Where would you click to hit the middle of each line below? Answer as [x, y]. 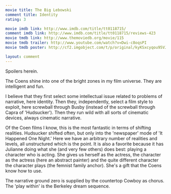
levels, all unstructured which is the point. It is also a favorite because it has [84, 144]
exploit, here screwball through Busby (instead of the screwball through [80, 107]
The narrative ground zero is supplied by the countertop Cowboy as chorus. [85, 180]
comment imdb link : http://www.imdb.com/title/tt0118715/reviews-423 [81, 34]
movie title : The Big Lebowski [38, 10]
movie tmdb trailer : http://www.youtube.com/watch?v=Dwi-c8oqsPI [76, 43]
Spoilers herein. [22, 71]
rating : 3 [16, 19]
